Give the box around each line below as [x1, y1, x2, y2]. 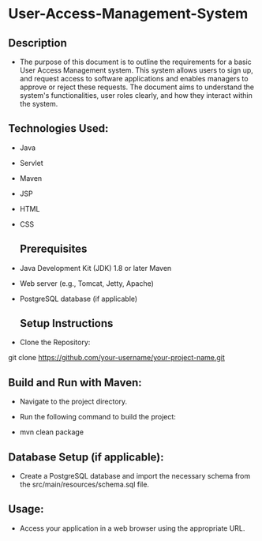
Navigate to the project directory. [19, 396, 128, 407]
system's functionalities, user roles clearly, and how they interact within [19, 91, 253, 100]
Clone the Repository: [19, 337, 91, 348]
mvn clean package [19, 427, 84, 437]
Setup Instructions [19, 317, 114, 330]
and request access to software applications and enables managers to [19, 74, 249, 83]
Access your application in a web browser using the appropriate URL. [19, 523, 245, 533]
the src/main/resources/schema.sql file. [19, 479, 150, 490]
